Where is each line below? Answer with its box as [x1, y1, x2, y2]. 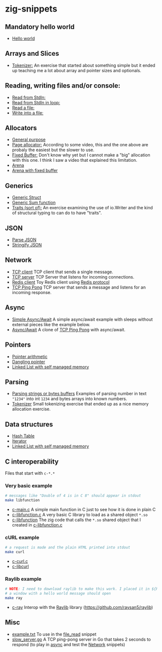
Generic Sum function [12, 200, 56, 205]
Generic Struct [12, 195, 41, 201]
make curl [5, 550, 25, 555]
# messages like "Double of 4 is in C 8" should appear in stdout [5, 493, 141, 498]
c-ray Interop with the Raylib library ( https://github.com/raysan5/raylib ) [12, 604, 153, 610]
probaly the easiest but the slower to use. [12, 147, 95, 153]
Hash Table [12, 433, 35, 439]
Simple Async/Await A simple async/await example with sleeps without [12, 316, 153, 322]
